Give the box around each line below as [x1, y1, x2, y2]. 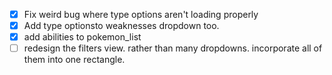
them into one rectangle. [23, 54, 126, 66]
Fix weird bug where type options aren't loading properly [23, 9, 259, 20]
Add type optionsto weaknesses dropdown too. [23, 20, 220, 32]
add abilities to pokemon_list [23, 31, 142, 43]
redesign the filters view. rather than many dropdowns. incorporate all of [23, 42, 323, 54]
